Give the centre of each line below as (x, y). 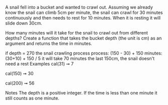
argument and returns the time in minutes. (49, 43)
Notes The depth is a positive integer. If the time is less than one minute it (81, 93)
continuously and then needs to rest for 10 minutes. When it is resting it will (83, 18)
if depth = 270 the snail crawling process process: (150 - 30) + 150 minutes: (84, 53)
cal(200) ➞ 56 (20, 83)
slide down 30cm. (24, 23)
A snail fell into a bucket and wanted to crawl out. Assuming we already (79, 7)
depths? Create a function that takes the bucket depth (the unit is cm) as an (83, 38)
